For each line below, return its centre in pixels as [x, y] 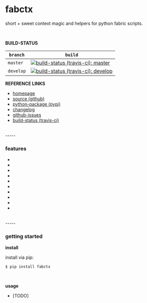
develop [17, 71]
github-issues [27, 115]
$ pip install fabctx [28, 267]
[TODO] [21, 296]
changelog [24, 109]
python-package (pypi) [36, 104]
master [16, 63]
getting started [24, 237]
